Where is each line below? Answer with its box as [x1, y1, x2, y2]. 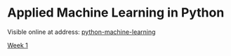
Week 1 [7, 41, 28, 49]
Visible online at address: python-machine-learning [7, 28, 156, 36]
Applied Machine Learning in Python [7, 5, 225, 21]
